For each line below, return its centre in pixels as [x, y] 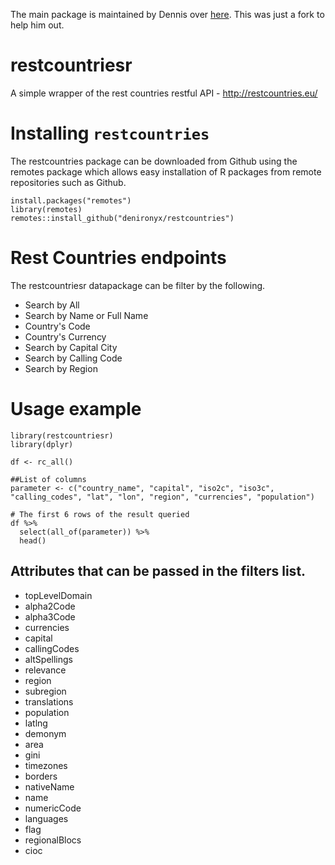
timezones [46, 765]
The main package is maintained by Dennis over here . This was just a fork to [167, 14]
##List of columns [48, 479]
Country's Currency [65, 336]
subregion [45, 691]
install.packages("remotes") [71, 200]
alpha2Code [50, 606]
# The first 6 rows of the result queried [100, 514]
